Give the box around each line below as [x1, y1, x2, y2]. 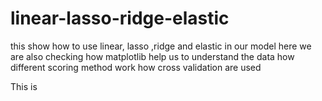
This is [10, 80, 38, 92]
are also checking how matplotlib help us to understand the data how [10, 50, 295, 62]
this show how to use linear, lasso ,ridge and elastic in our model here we [10, 40, 312, 52]
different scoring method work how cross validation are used [10, 61, 262, 73]
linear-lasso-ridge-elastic [10, 7, 230, 30]
